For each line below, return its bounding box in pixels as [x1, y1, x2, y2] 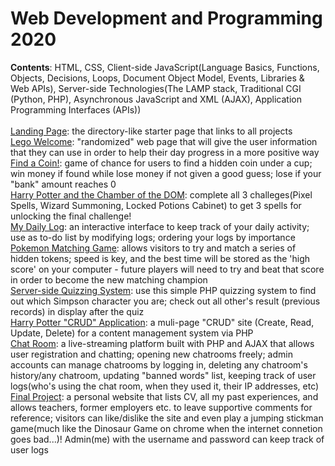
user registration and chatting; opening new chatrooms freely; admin [10, 348, 293, 360]
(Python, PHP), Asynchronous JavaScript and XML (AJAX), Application [10, 93, 303, 105]
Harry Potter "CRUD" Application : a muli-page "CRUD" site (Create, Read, [10, 316, 315, 328]
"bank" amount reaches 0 [10, 178, 117, 190]
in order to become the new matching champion [10, 273, 208, 286]
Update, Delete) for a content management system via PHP [10, 327, 254, 339]
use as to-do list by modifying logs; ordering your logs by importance [10, 231, 296, 243]
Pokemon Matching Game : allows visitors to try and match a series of [10, 242, 297, 254]
